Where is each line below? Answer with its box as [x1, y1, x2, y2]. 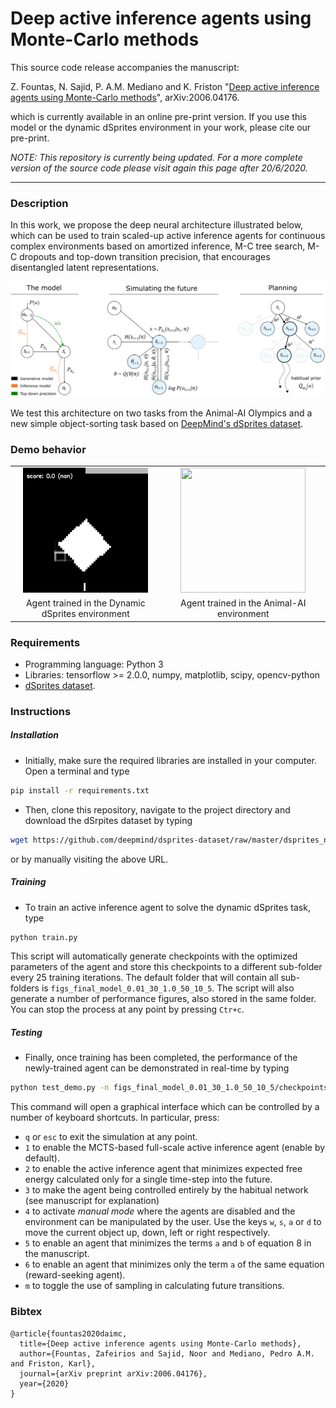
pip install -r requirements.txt [10, 785, 150, 796]
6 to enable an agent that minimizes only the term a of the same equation [24, 1258, 325, 1271]
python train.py [10, 932, 78, 942]
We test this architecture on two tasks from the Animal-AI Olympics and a [10, 407, 313, 419]
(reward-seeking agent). [24, 1269, 126, 1281]
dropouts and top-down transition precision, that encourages [19, 251, 271, 263]
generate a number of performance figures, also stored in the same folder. [10, 993, 317, 1005]
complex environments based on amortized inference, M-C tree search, [10, 240, 306, 252]
